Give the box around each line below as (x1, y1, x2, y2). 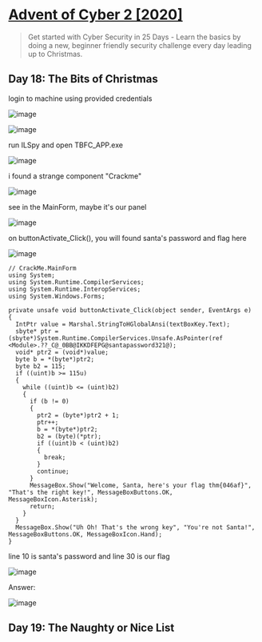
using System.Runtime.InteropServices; (8, 285, 141, 293)
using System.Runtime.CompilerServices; (8, 278, 145, 286)
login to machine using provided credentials (8, 94, 153, 103)
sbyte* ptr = (15, 327, 59, 335)
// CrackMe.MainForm (8, 264, 77, 272)
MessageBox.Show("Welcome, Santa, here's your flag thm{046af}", (29, 481, 252, 489)
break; (43, 453, 66, 461)
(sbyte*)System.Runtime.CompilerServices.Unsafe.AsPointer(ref (8, 334, 224, 342)
